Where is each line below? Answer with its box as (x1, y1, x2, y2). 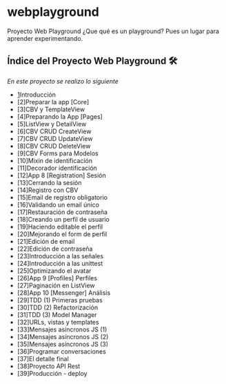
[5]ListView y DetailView (17, 119, 87, 128)
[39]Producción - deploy (17, 369, 88, 377)
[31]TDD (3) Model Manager (17, 310, 98, 318)
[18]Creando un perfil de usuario (17, 215, 110, 223)
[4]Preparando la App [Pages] (17, 112, 103, 121)
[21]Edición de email (17, 237, 75, 245)
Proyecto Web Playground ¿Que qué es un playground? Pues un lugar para (7, 27, 219, 35)
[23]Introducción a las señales (17, 251, 104, 260)
